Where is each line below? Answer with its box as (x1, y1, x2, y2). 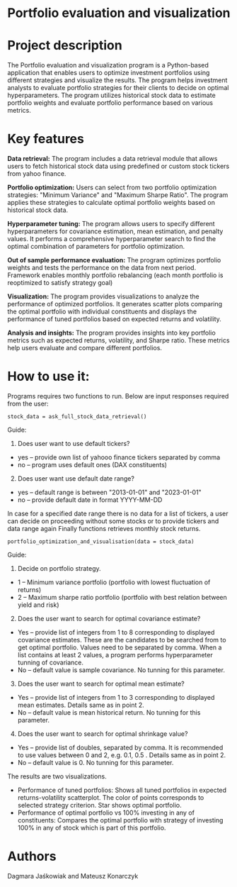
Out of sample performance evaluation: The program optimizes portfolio (7, 256, 221, 264)
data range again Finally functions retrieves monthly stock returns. (7, 525, 201, 532)
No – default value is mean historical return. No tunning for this (17, 708, 201, 717)
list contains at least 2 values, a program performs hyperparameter (17, 651, 214, 659)
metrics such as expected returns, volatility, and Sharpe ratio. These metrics (7, 336, 230, 345)
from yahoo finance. (7, 169, 67, 178)
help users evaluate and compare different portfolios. (7, 344, 163, 352)
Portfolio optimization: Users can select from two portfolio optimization (7, 183, 217, 192)
